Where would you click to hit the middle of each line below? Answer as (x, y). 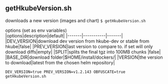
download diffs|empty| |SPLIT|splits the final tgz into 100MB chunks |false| (83, 52)
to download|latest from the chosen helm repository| (60, 62)
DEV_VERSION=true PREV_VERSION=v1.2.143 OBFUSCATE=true (65, 72)
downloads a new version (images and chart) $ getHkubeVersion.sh (75, 20)
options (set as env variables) (36, 30)
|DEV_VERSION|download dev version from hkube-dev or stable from (77, 41)
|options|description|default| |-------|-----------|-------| (64, 35)
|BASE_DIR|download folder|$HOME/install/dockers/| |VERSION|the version (84, 57)
